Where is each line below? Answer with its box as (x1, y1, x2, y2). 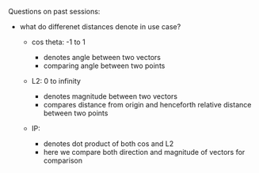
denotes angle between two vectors (43, 53, 161, 62)
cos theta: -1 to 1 (31, 37, 86, 47)
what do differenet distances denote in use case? (19, 22, 181, 31)
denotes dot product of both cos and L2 (43, 139, 174, 149)
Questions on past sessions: (8, 7, 101, 16)
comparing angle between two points (43, 61, 166, 70)
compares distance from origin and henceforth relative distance (43, 100, 252, 109)
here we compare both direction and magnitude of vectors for (43, 148, 246, 156)
